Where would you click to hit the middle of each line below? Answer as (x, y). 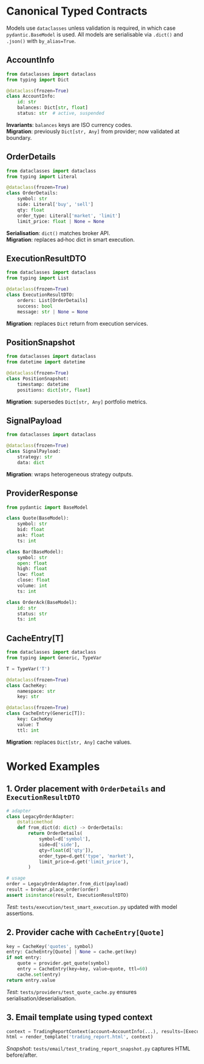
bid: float (31, 530)
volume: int (32, 586)
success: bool (35, 306)
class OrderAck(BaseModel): (42, 602)
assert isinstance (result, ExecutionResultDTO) (68, 895)
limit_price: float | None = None (61, 221)
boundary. (19, 137)
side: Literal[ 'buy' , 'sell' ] (56, 205)
